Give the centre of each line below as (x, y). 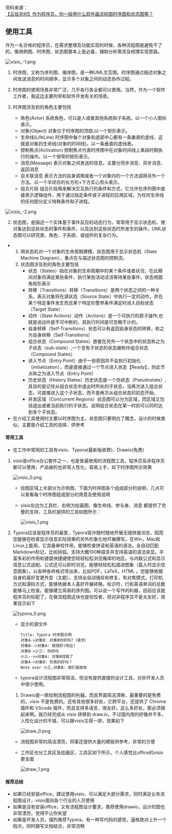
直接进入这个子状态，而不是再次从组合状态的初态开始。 (100, 392)
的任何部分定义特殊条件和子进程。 (56, 201)
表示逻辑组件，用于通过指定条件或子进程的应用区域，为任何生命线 (94, 195)
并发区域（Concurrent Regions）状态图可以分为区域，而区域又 (94, 399)
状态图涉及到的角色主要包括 (50, 264)
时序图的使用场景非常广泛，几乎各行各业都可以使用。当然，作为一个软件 (89, 89)
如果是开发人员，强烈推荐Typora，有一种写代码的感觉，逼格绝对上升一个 (90, 820)
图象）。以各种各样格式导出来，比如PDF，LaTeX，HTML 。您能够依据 (90, 571)
